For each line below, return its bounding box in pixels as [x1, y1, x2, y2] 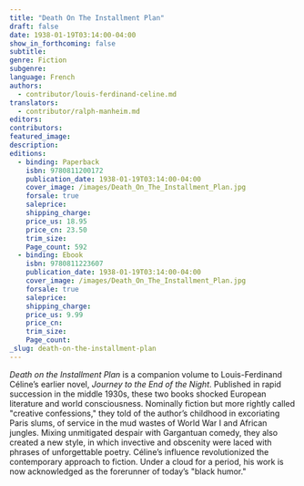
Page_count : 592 [25, 243, 88, 252]
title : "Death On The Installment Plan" [9, 13, 166, 23]
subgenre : [9, 65, 47, 74]
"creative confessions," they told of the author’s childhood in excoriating [9, 408, 280, 419]
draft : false [9, 22, 59, 31]
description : [9, 140, 59, 150]
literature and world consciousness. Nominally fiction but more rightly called [9, 398, 296, 408]
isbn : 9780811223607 [25, 259, 104, 269]
